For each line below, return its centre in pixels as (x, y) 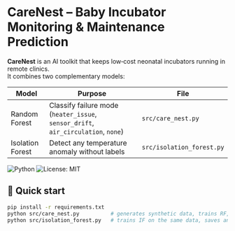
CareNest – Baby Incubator (87, 12)
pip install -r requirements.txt (56, 207)
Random (24, 114)
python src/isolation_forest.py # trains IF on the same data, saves (114, 220)
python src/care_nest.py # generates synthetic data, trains (112, 213)
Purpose (92, 93)
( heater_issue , (73, 114)
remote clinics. (29, 69)
